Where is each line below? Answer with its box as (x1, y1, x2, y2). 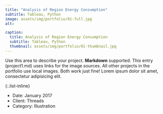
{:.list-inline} (5, 83, 30, 89)
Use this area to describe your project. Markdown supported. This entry (5, 57, 153, 63)
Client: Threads (12, 98, 44, 104)
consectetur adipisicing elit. (5, 73, 62, 79)
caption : (5, 30, 23, 35)
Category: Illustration (12, 103, 56, 109)
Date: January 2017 (12, 92, 52, 98)
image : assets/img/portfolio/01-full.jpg (5, 16, 92, 21)
